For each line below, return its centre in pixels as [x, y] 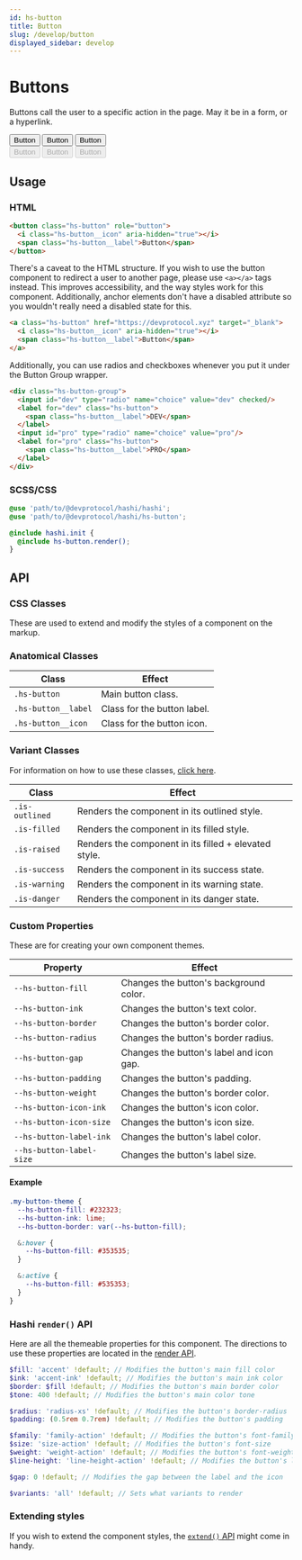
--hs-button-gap [49, 1058]
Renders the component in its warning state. [170, 884]
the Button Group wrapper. [59, 374]
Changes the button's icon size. [187, 1122]
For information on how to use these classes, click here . [113, 770]
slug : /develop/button [52, 34]
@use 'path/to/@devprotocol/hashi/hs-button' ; [98, 517]
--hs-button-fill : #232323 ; [70, 1210]
